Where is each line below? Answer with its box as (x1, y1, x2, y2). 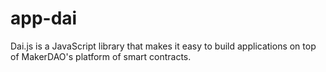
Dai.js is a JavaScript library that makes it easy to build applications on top (10, 40, 317, 52)
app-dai (10, 7, 78, 30)
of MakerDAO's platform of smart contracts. (10, 50, 192, 62)
